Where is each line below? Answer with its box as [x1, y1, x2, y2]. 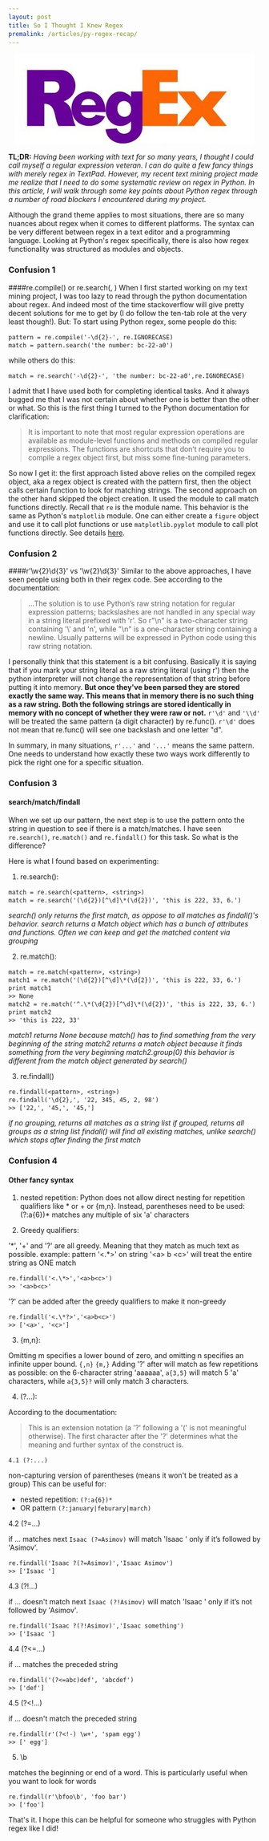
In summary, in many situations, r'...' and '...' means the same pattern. [8, 740, 255, 750]
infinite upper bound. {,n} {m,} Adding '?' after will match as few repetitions [8, 1360, 259, 1369]
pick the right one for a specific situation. [8, 757, 144, 767]
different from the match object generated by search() [8, 1056, 188, 1066]
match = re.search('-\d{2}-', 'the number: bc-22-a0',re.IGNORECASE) [8, 371, 246, 380]
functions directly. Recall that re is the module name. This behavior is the [8, 502, 249, 512]
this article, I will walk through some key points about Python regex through [8, 186, 258, 196]
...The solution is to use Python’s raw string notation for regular [27, 598, 236, 608]
